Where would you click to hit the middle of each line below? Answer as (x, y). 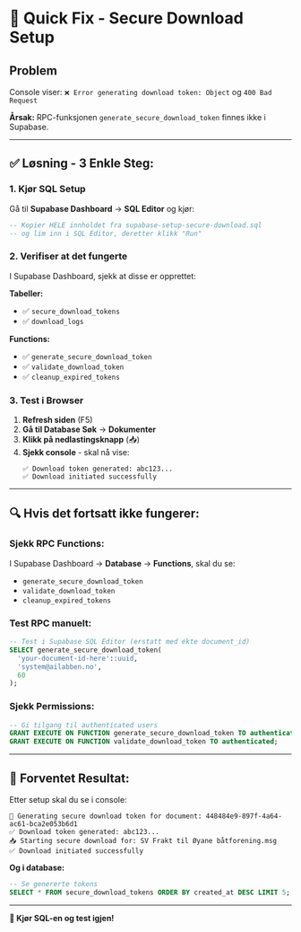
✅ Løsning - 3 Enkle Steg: (82, 164)
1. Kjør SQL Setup (48, 189)
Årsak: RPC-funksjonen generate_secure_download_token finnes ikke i (138, 117)
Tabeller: (26, 293)
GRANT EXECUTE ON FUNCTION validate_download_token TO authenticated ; (144, 742)
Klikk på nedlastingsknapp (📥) (81, 440)
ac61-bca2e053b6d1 (43, 824)
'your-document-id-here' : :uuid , (78, 658)
